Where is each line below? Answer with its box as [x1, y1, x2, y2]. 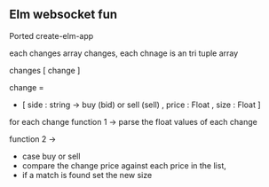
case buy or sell [21, 151, 81, 161]
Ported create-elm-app [9, 30, 94, 41]
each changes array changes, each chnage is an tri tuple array [9, 48, 239, 58]
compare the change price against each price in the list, [21, 160, 226, 171]
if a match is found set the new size [21, 169, 153, 180]
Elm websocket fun [9, 7, 118, 22]
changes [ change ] [9, 65, 81, 75]
